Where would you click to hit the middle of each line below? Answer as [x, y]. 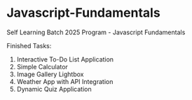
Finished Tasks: [29, 45]
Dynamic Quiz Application [54, 89]
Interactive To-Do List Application [65, 59]
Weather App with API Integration [65, 81]
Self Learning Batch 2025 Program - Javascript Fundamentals [96, 32]
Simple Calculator [42, 66]
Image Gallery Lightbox [50, 74]
